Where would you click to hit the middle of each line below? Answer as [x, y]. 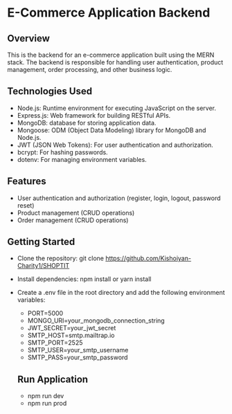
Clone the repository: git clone [60, 258]
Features [27, 181]
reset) [26, 205]
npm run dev [46, 396]
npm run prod [47, 404]
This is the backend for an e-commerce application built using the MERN [111, 55]
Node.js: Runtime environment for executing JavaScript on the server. [117, 108]
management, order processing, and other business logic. [90, 70]
